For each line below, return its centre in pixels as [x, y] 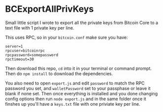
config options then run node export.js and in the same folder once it [76, 99]
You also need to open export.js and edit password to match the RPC [75, 83]
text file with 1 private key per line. [40, 28]
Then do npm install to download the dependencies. [59, 73]
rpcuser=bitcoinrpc [25, 51]
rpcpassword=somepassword [32, 55]
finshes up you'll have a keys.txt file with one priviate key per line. [73, 104]
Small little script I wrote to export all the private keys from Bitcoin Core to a [82, 23]
